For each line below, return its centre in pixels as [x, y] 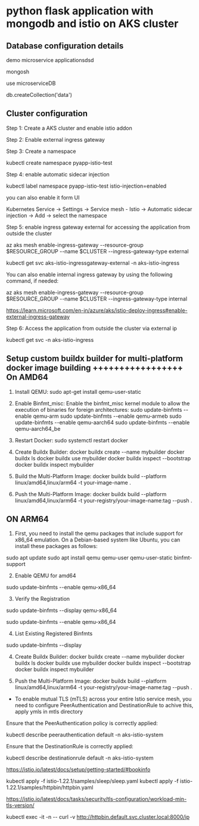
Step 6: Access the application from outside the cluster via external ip [92, 328]
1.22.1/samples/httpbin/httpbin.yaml [50, 788]
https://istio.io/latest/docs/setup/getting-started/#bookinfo [78, 770]
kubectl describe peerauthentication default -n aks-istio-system [85, 735]
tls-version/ [20, 806]
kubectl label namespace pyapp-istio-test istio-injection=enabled [86, 186]
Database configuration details [65, 46]
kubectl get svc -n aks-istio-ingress [50, 339]
